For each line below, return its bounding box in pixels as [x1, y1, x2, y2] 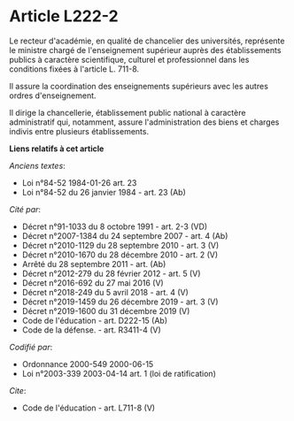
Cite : [9, 385, 27, 395]
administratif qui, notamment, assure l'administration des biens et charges [9, 117, 280, 127]
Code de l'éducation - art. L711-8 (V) [21, 402, 156, 413]
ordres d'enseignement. [9, 90, 97, 101]
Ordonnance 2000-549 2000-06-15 [21, 358, 154, 369]
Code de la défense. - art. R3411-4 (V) [21, 325, 161, 335]
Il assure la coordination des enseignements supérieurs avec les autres [9, 80, 268, 91]
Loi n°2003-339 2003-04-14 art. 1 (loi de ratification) [21, 368, 217, 379]
